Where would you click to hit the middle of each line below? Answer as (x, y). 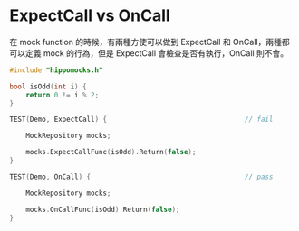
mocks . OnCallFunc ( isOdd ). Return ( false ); (103, 209)
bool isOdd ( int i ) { (48, 87)
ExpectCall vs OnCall (90, 16)
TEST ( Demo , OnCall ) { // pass (141, 177)
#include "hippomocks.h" (56, 70)
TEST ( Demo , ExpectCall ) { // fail (141, 120)
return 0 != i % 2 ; (63, 95)
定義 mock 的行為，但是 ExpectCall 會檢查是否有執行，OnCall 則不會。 (157, 53)
